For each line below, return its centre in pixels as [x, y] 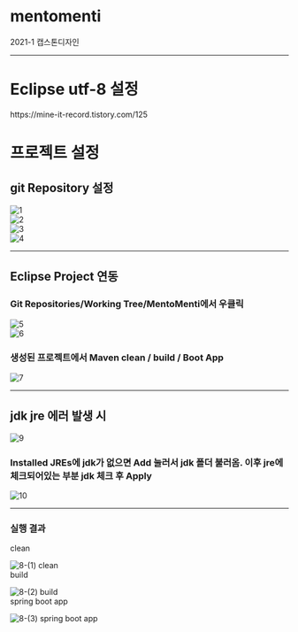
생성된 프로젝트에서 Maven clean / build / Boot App [117, 358]
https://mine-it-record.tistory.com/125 [79, 114]
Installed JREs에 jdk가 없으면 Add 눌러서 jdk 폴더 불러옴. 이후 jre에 [147, 462]
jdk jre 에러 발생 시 [58, 416]
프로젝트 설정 [55, 153]
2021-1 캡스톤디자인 [45, 42]
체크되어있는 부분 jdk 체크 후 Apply [81, 475]
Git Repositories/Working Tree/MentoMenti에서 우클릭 [127, 304]
